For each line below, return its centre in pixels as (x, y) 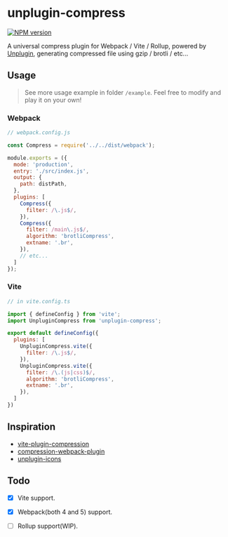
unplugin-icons (39, 458)
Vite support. (36, 498)
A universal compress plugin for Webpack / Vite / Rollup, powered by (107, 46)
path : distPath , (44, 184)
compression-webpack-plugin (61, 451)
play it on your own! (53, 100)
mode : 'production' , (43, 164)
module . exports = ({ (38, 158)
